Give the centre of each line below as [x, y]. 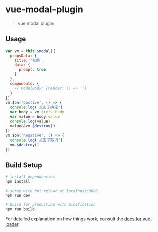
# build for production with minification [50, 205]
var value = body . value [35, 117]
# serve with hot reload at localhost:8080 [52, 191]
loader [12, 224]
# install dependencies [30, 177]
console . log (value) [30, 121]
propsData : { [23, 56]
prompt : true [32, 70]
